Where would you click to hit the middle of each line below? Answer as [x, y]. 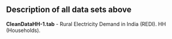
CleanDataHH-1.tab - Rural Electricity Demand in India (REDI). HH [86, 24]
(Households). [23, 30]
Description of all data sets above [69, 10]
